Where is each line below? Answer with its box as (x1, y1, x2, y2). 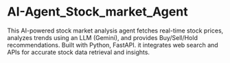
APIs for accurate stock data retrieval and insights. (7, 48, 150, 56)
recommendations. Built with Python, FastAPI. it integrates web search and (7, 41, 218, 49)
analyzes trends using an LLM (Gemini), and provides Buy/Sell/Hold (7, 33, 198, 41)
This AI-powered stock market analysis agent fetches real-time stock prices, (7, 26, 224, 35)
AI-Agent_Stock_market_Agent (7, 4, 188, 20)
